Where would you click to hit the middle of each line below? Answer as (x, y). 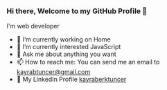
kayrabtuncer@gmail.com (53, 72)
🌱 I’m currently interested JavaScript (69, 47)
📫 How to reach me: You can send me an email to (88, 62)
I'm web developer (33, 26)
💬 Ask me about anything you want (66, 54)
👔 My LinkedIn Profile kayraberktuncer (71, 80)
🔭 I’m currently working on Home (64, 39)
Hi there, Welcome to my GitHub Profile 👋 (77, 11)
